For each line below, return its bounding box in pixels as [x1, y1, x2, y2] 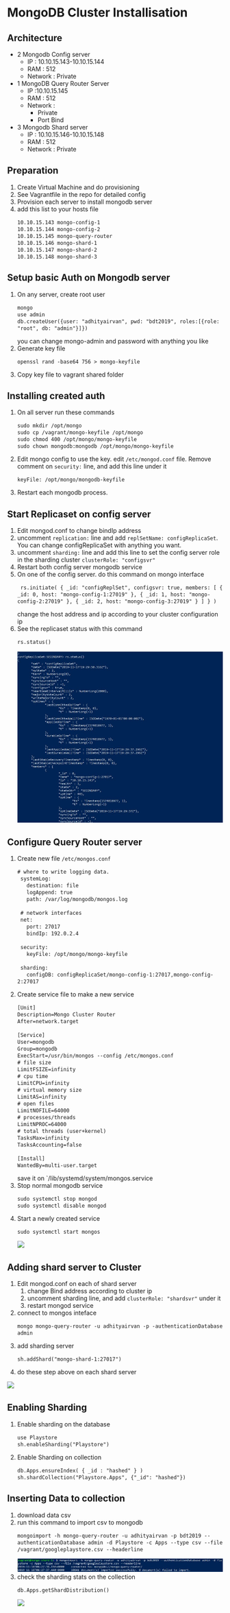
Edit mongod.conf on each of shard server [16, 1280, 137, 1288]
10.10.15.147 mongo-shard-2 [16, 246, 97, 253]
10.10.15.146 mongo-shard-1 [16, 239, 97, 246]
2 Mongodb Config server [16, 50, 90, 58]
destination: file [26, 883, 79, 889]
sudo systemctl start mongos [16, 1229, 101, 1236]
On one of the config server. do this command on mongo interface [16, 571, 205, 579]
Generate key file [16, 344, 66, 353]
